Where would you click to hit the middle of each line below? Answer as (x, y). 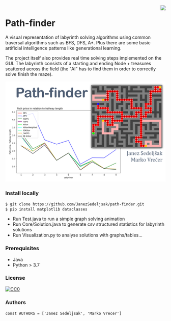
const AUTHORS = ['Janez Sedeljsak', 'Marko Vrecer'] (64, 314)
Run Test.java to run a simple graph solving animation (69, 219)
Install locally (22, 193)
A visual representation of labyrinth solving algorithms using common (78, 37)
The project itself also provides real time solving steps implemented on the (83, 58)
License (15, 278)
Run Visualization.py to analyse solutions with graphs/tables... (77, 235)
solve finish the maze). (29, 74)
